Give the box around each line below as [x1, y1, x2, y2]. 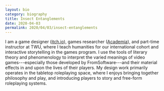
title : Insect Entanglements [5, 16, 65, 21]
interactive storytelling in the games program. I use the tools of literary [5, 49, 147, 55]
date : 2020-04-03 [5, 21, 41, 26]
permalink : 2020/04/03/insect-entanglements [5, 25, 98, 30]
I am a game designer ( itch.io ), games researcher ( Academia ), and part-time [5, 39, 160, 45]
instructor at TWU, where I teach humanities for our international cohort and [5, 44, 159, 50]
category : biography [5, 12, 48, 17]
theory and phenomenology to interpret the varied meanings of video [5, 54, 145, 60]
